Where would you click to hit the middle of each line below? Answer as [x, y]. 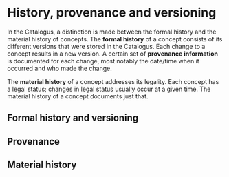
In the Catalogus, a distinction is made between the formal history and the [112, 32]
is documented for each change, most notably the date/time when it [103, 61]
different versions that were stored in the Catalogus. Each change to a [106, 46]
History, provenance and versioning [112, 13]
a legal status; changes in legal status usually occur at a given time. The [109, 89]
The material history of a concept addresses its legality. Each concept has [113, 81]
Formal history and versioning [73, 118]
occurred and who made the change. [59, 68]
